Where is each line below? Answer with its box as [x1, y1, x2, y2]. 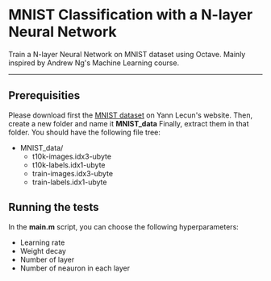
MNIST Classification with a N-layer [8, 6, 253, 24]
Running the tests [8, 200, 99, 214]
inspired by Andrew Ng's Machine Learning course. [8, 58, 180, 68]
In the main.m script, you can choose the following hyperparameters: [8, 221, 240, 231]
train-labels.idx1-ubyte [31, 177, 107, 187]
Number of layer [19, 254, 75, 264]
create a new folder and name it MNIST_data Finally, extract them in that [8, 118, 249, 128]
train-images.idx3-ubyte [31, 168, 114, 178]
